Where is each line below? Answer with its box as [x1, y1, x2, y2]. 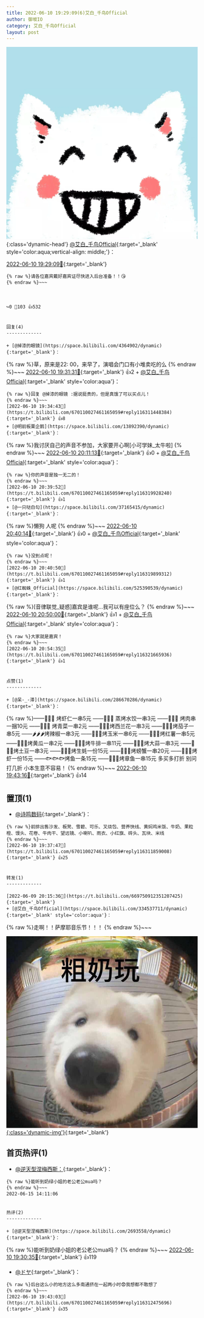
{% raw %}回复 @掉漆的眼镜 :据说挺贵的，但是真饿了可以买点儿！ [6, 391, 151, 398]
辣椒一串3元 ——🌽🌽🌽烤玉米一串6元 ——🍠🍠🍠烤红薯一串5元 [49, 730, 195, 737]
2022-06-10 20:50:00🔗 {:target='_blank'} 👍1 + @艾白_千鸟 [6, 611, 153, 618]
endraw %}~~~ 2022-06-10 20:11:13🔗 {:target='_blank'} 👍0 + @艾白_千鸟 [6, 449, 190, 457]
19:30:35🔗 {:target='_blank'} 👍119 [13, 1253, 97, 1261]
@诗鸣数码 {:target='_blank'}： [15, 811, 91, 818]
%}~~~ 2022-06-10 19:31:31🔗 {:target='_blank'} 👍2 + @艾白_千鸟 [6, 368, 170, 376]
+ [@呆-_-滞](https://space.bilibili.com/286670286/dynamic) [6, 697, 163, 703]
